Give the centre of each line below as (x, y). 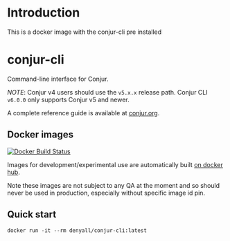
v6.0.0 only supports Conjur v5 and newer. (68, 99)
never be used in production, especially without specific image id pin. (106, 193)
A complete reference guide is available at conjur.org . (83, 113)
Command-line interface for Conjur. (58, 79)
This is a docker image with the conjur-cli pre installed (85, 32)
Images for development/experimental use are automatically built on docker (115, 164)
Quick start (32, 214)
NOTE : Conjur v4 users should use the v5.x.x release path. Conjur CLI (107, 92)
